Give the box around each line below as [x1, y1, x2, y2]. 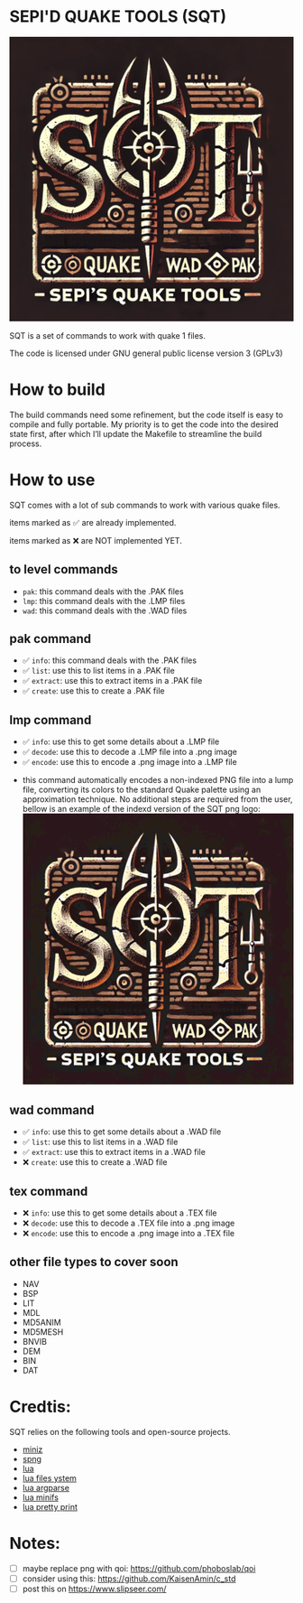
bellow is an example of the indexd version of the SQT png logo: [22, 804, 261, 815]
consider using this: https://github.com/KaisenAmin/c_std [22, 1573, 236, 1584]
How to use [9, 470, 96, 490]
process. [9, 438, 42, 449]
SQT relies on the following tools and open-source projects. [9, 1426, 232, 1437]
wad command [9, 1102, 95, 1117]
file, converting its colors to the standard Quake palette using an [22, 784, 262, 796]
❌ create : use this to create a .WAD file [22, 1157, 168, 1168]
